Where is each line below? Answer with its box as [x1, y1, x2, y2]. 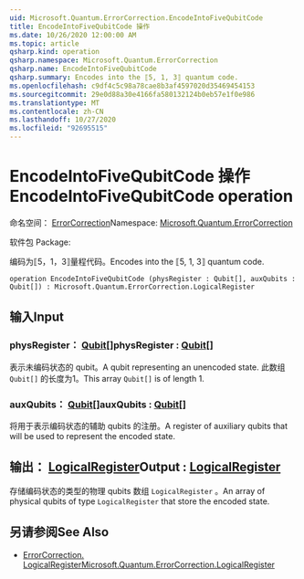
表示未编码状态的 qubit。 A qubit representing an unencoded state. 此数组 [9, 362, 286, 373]
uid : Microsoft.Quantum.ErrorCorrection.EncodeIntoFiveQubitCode [9, 13, 263, 23]
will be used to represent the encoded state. [9, 430, 176, 441]
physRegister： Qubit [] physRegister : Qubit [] [9, 339, 214, 352]
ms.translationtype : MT [9, 98, 100, 108]
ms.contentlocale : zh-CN [9, 107, 104, 116]
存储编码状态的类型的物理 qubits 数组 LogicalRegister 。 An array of [9, 485, 266, 496]
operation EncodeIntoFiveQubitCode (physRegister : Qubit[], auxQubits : [9, 274, 297, 283]
